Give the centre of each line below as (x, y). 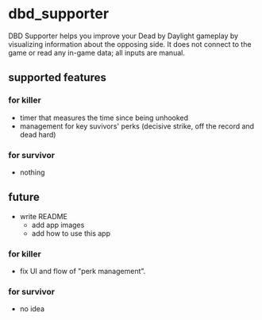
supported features (58, 77)
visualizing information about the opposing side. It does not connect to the (130, 44)
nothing (32, 172)
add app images (58, 225)
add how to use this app (71, 233)
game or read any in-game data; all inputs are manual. (96, 52)
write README (43, 216)
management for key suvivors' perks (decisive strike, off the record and (137, 126)
